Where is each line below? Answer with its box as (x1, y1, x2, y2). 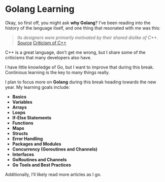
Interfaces (12, 151, 34, 157)
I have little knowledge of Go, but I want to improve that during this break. (5, 64, 154, 70)
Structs (12, 130, 28, 136)
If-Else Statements (12, 114, 52, 120)
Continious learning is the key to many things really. (5, 69, 110, 75)
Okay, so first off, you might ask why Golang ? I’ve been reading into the (5, 20, 151, 26)
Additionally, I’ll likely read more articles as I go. (5, 171, 102, 177)
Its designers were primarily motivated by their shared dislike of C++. (17, 35, 159, 40)
